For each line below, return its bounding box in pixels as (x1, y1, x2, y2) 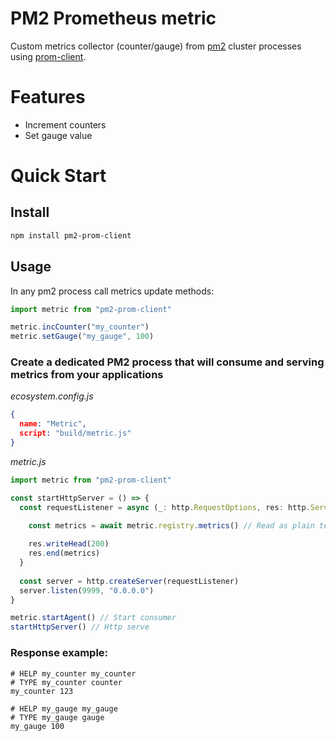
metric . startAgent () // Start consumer (10, 613, 177, 623)
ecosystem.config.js (10, 390, 94, 402)
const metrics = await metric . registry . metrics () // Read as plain (28, 520, 315, 531)
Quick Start (10, 165, 107, 187)
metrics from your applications (10, 368, 164, 382)
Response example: (10, 646, 109, 660)
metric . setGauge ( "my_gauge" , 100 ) (10, 332, 155, 342)
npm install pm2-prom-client (10, 230, 132, 241)
